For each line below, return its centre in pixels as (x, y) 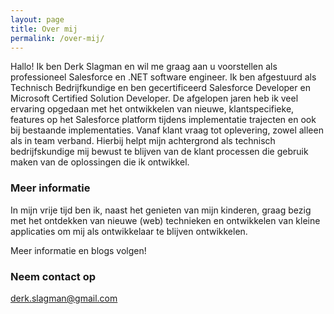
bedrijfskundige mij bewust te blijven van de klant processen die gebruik (159, 152)
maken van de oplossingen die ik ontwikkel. (100, 162)
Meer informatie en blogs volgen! (78, 250)
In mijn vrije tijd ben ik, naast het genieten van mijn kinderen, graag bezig (161, 210)
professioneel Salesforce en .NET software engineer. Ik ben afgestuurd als (163, 77)
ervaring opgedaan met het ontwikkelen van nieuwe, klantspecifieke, (152, 109)
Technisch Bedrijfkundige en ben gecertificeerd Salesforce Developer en (160, 88)
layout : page (37, 19)
